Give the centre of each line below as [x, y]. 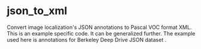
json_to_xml [37, 11]
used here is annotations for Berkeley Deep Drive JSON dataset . [87, 40]
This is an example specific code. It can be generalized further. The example [101, 33]
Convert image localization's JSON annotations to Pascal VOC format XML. [99, 27]
